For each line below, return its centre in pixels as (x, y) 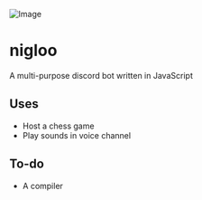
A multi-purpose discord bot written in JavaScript (101, 75)
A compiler (42, 186)
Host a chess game (58, 126)
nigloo (33, 51)
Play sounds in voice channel (77, 135)
